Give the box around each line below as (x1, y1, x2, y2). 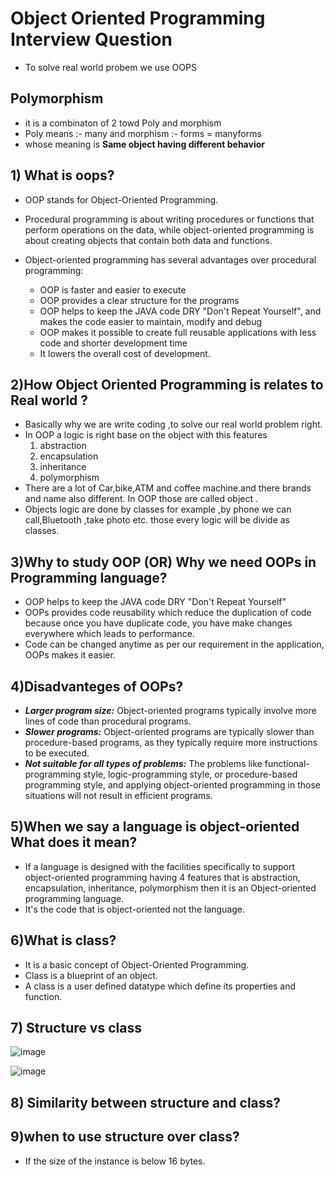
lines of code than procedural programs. (24, 715, 192, 727)
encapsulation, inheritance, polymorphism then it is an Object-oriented (24, 882, 317, 894)
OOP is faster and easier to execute (39, 283, 187, 296)
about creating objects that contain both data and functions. (24, 234, 273, 246)
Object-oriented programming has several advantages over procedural (24, 253, 317, 266)
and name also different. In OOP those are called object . (24, 493, 258, 505)
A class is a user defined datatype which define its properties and (24, 980, 297, 992)
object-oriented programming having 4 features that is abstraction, (24, 871, 301, 883)
